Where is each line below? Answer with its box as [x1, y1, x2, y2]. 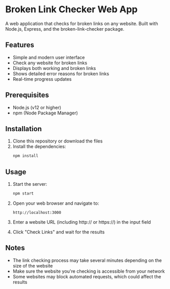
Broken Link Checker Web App [5, 4, 138, 15]
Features [5, 41, 34, 50]
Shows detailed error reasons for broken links [12, 70, 109, 77]
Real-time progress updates [12, 76, 72, 82]
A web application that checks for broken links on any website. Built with [5, 20, 158, 27]
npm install [12, 153, 38, 159]
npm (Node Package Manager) [12, 110, 78, 116]
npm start [12, 191, 34, 196]
